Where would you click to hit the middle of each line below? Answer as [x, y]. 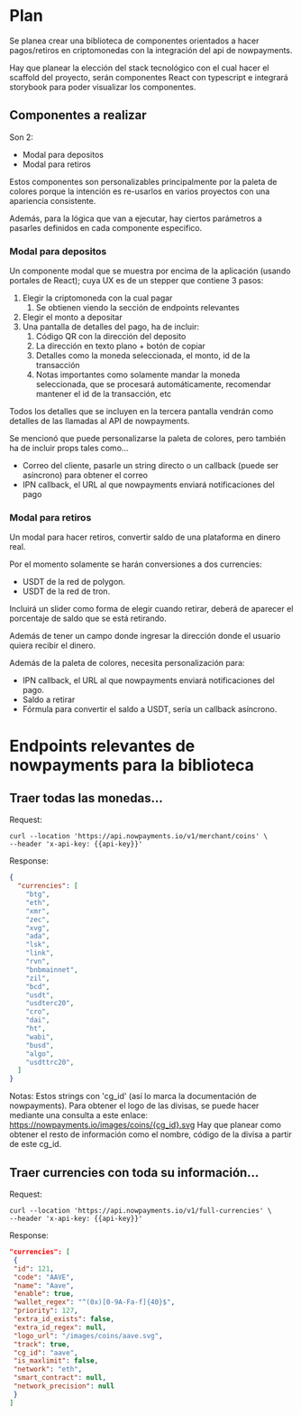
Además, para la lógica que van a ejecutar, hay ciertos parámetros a [136, 218]
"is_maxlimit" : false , [56, 1361]
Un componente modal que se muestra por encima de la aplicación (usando [150, 271]
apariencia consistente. [53, 200]
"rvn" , [38, 962]
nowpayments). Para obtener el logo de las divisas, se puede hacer [134, 1105]
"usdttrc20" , [50, 1062]
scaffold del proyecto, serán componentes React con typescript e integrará [149, 77]
